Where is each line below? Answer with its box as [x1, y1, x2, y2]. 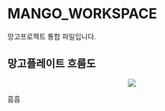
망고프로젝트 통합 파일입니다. [7, 31, 96, 41]
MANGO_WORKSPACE [7, 5, 157, 23]
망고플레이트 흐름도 [7, 57, 96, 71]
